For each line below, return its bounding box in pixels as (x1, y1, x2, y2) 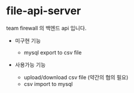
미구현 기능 (14, 37, 41, 44)
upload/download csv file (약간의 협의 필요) (23, 73, 129, 81)
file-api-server (6, 4, 81, 18)
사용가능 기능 (14, 61, 46, 68)
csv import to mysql (23, 80, 73, 87)
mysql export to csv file (23, 49, 82, 56)
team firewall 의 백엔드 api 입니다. (6, 24, 87, 31)
